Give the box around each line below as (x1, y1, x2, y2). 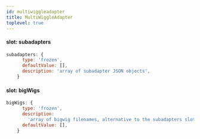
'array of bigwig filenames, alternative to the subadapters (27, 116, 183, 122)
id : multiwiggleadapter (6, 8, 65, 15)
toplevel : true (6, 20, 44, 26)
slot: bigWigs (6, 87, 40, 94)
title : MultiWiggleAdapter (6, 14, 73, 20)
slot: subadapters (6, 38, 51, 45)
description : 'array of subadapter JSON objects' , (21, 68, 151, 75)
